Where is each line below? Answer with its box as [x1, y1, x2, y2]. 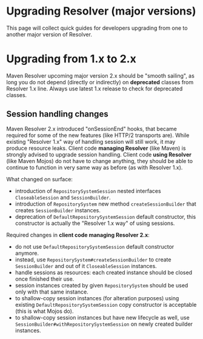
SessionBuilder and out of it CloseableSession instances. [15, 262, 158, 269]
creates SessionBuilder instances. [15, 206, 101, 213]
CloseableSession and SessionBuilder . [15, 193, 111, 201]
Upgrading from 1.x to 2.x [6, 52, 136, 66]
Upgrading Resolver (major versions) [6, 4, 196, 18]
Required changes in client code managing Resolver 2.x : [6, 231, 150, 238]
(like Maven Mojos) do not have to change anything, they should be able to [6, 157, 193, 164]
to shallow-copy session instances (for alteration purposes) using [15, 294, 179, 301]
